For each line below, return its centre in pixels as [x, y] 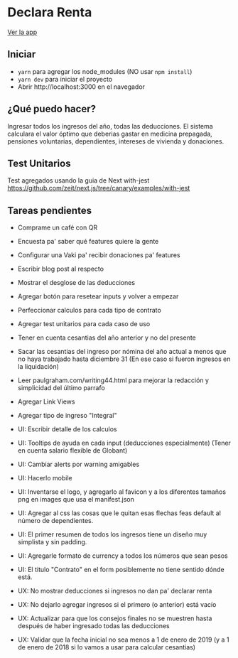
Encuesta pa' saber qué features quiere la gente [88, 242]
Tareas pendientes [50, 210]
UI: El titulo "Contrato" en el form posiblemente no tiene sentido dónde [121, 570]
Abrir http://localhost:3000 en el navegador [81, 87]
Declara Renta [50, 12]
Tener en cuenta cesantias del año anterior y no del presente [107, 338]
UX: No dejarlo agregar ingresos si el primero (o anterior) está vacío [117, 605]
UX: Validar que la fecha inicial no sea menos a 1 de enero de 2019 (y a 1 [123, 640]
